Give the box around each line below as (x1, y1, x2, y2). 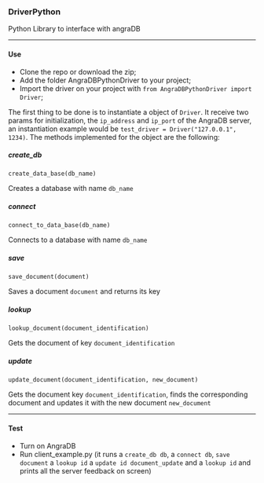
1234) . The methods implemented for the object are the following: (8, 132, 220, 141)
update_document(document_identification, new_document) (8, 376, 199, 384)
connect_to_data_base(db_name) (8, 221, 111, 229)
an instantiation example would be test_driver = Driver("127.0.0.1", (8, 124, 237, 134)
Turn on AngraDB (19, 441, 76, 450)
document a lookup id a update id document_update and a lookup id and (19, 458, 251, 467)
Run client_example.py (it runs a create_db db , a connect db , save (19, 449, 230, 459)
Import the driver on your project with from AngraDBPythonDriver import (19, 83, 252, 93)
